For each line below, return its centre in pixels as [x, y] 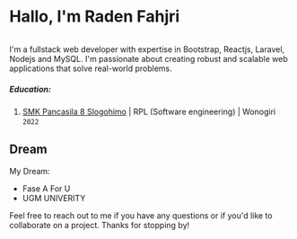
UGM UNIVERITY [54, 198]
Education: [31, 89]
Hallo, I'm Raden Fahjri [95, 17]
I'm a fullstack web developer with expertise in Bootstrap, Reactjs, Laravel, [147, 49]
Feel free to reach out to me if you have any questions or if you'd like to [141, 215]
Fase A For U [46, 188]
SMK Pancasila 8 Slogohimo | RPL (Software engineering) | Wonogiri [149, 111]
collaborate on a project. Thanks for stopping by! [100, 225]
